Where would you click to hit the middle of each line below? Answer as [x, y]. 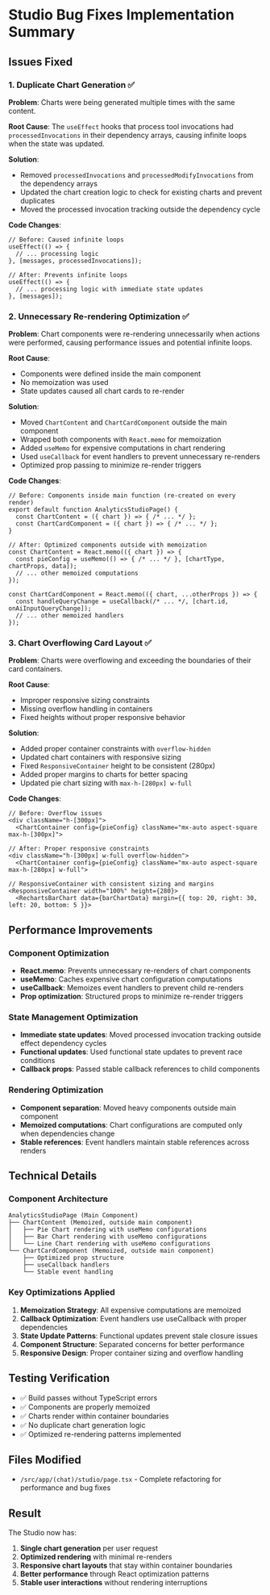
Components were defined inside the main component [110, 374]
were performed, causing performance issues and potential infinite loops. [130, 343]
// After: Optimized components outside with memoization [108, 545]
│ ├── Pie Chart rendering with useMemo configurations [108, 1230]
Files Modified [45, 1460]
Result [25, 1513]
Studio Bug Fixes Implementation [122, 15]
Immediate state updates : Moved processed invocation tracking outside [141, 1035]
